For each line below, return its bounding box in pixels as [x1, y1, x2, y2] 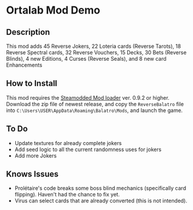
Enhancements [6, 61, 42, 68]
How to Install [6, 78, 58, 88]
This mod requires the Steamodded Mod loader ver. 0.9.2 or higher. [6, 94, 169, 101]
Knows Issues [6, 169, 59, 179]
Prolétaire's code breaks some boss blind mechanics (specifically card [14, 185, 187, 192]
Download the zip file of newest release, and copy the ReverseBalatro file [6, 100, 184, 107]
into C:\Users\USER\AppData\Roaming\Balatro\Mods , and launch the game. [6, 107, 183, 114]
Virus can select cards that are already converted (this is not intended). [14, 197, 188, 204]
